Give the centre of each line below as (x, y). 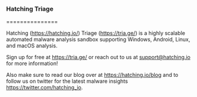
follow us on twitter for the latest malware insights (67, 81)
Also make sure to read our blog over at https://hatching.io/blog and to (92, 75)
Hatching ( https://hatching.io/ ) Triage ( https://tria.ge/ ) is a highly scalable (96, 33)
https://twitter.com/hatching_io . (45, 88)
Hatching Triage (30, 9)
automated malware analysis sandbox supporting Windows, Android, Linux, (98, 40)
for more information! (32, 63)
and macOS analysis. (32, 46)
